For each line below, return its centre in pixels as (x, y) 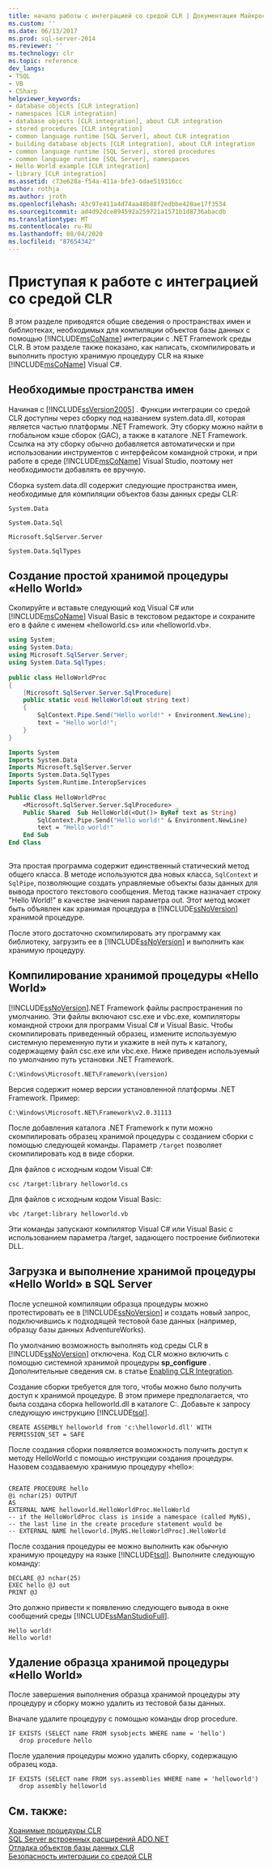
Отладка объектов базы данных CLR (72, 1848)
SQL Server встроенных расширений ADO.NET (89, 1839)
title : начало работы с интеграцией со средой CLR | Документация (123, 16)
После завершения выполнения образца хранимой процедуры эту (124, 1695)
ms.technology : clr (41, 53)
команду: (24, 1563)
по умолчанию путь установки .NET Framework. (91, 1059)
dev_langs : (27, 69)
